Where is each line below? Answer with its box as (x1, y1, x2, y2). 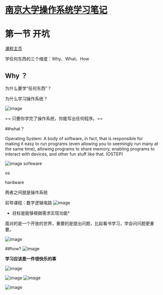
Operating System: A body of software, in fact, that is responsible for (5, 135, 143, 141)
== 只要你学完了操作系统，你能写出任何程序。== (5, 115, 103, 121)
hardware (5, 179, 24, 185)
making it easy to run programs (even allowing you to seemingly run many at (5, 141, 159, 147)
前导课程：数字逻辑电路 (5, 200, 52, 205)
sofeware (23, 160, 42, 166)
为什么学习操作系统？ (5, 95, 48, 101)
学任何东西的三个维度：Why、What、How (5, 56, 90, 62)
